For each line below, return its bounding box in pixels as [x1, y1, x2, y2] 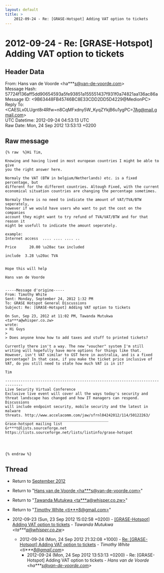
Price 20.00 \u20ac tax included [5, 245, 84, 250]
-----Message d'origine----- [5, 288, 65, 293]
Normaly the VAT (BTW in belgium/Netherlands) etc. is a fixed [5, 176, 137, 181]
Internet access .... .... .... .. [5, 236, 80, 241]
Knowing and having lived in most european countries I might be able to [5, 159, 160, 164]
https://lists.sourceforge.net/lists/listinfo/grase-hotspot [5, 430, 133, 435]
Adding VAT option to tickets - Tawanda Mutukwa [12, 522, 113, 527]
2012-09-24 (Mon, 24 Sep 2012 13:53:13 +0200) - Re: [27, 552, 136, 558]
